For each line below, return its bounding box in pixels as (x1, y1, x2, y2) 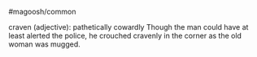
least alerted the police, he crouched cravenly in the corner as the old (8, 31, 242, 40)
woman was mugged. (8, 39, 81, 49)
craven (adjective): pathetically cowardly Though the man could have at (8, 22, 249, 31)
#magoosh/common (8, 7, 76, 16)
